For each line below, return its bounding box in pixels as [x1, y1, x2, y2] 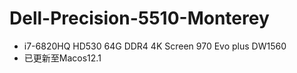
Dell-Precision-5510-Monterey [9, 7, 270, 30]
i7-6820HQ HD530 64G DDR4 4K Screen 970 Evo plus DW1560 [23, 40, 287, 52]
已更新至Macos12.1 [23, 52, 102, 64]
